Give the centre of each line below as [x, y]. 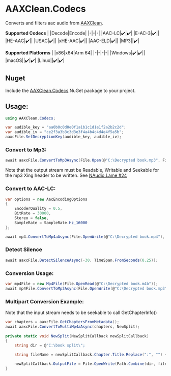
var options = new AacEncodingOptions [46, 199]
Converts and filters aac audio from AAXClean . [54, 23]
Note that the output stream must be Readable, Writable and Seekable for [82, 170]
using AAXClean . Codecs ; [31, 118]
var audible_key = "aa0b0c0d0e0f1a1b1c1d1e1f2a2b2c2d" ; [66, 128]
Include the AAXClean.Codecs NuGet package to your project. [70, 90]
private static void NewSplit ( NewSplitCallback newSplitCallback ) [77, 336]
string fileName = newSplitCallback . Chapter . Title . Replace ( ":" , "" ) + [91, 355]
